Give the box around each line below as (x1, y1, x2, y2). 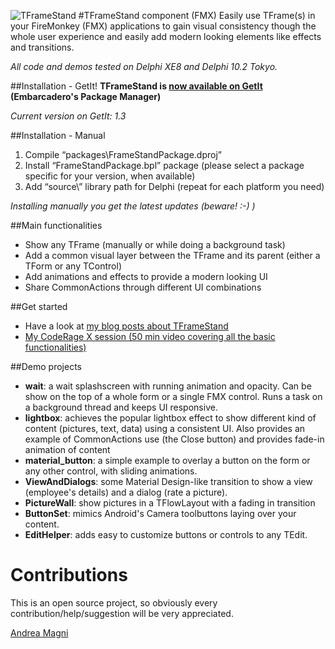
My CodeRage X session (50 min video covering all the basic (24, 331, 276, 342)
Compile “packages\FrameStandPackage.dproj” (24, 149, 222, 160)
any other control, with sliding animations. (24, 465, 198, 477)
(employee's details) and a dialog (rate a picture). (24, 486, 228, 498)
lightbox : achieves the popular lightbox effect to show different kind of (24, 412, 317, 424)
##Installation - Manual (10, 130, 106, 141)
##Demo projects (10, 361, 82, 372)
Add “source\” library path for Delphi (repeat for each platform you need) (24, 181, 325, 192)
